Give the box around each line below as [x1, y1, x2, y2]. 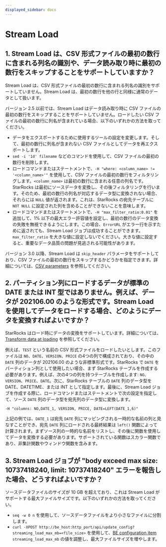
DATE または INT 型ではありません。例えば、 [5, 288, 142, 297]
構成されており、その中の [102, 353, 155, 359]
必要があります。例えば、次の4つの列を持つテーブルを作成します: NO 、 [5, 372, 149, 378]
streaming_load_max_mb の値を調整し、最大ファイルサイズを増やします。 [12, 536, 160, 542]
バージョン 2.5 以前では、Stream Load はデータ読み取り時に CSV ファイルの [5, 105, 161, 111]
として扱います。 [9, 95, 44, 101]
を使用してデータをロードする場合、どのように [5, 307, 149, 315]
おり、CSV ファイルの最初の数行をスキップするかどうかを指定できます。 [5, 257, 154, 263]
